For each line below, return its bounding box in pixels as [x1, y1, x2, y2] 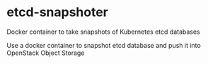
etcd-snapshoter [6, 4, 109, 20]
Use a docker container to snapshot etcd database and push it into [6, 41, 201, 49]
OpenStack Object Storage [6, 49, 85, 57]
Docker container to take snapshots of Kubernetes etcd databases [6, 27, 201, 36]
